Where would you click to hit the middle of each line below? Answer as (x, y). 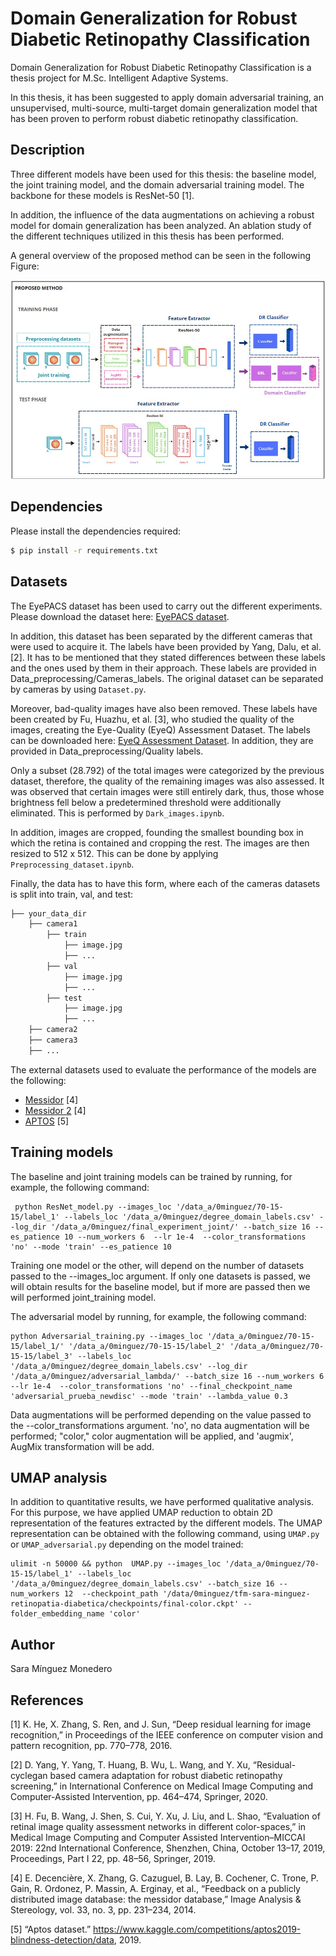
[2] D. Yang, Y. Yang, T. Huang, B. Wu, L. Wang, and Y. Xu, (130, 1765)
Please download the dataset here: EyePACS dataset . (120, 616)
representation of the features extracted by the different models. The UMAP (166, 1523)
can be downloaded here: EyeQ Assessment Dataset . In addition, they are (162, 740)
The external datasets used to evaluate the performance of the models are (163, 1069)
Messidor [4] (51, 1099)
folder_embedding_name (57, 1614)
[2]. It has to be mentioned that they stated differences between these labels (168, 657)
